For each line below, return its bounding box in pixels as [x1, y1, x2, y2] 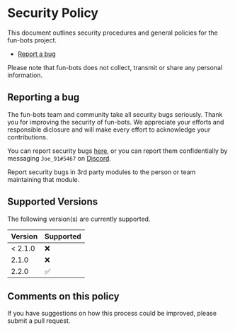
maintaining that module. [7, 175, 80, 183]
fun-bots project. [7, 35, 57, 44]
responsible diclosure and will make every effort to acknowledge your [7, 125, 211, 134]
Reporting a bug [7, 91, 80, 103]
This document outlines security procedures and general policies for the [7, 28, 218, 37]
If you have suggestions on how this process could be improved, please [7, 309, 217, 318]
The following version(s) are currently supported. [7, 214, 151, 223]
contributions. [7, 132, 48, 141]
